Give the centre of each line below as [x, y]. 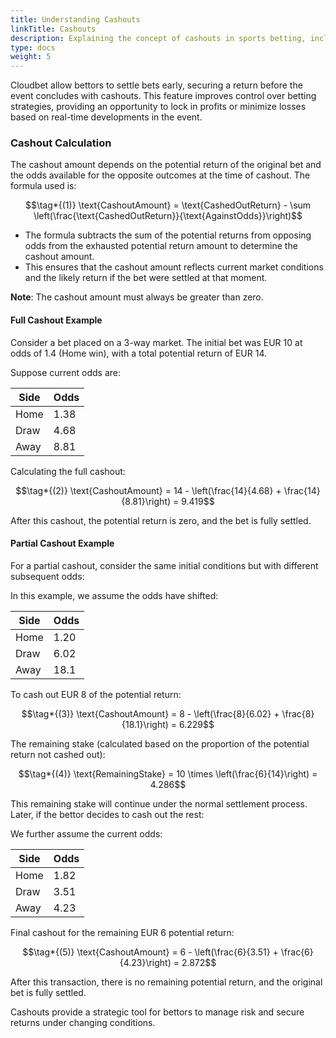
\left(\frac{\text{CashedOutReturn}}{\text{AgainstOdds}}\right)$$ [168, 216]
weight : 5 [31, 57]
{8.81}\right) [146, 501]
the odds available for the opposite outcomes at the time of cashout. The [160, 175]
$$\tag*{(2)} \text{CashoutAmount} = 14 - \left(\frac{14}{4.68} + [148, 490]
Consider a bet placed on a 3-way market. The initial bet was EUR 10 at [156, 342]
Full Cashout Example [56, 320]
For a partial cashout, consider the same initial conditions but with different [164, 565]
